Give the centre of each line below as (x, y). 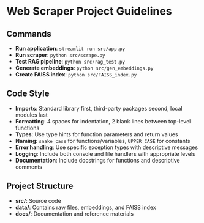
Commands (29, 34)
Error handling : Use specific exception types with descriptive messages (106, 147)
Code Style (28, 94)
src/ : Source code (38, 200)
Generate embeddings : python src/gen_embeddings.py (84, 68)
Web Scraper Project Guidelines (89, 11)
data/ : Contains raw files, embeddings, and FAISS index (85, 207)
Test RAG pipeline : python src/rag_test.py (70, 61)
